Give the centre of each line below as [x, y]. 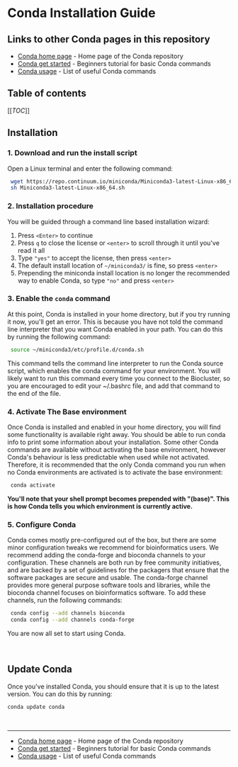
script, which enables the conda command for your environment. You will [114, 370]
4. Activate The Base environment [67, 411]
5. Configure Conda [42, 524]
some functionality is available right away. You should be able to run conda [117, 435]
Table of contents [47, 93]
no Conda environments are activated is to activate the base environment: [115, 472]
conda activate [33, 485]
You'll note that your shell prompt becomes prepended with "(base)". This [119, 499]
